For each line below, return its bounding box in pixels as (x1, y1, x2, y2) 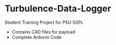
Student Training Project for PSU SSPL (4, 19, 84, 25)
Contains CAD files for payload (11, 29, 76, 35)
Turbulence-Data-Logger (4, 3, 112, 14)
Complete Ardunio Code (11, 34, 62, 40)
